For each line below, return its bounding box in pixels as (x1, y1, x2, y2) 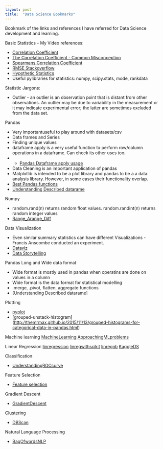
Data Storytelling (12, 250, 47, 256)
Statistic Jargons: (5, 85, 41, 91)
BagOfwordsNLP (12, 438, 47, 444)
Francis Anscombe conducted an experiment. (12, 239, 104, 245)
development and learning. (5, 30, 60, 36)
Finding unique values (12, 139, 57, 145)
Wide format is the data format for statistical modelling (12, 280, 122, 285)
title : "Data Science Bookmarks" (5, 12, 76, 17)
